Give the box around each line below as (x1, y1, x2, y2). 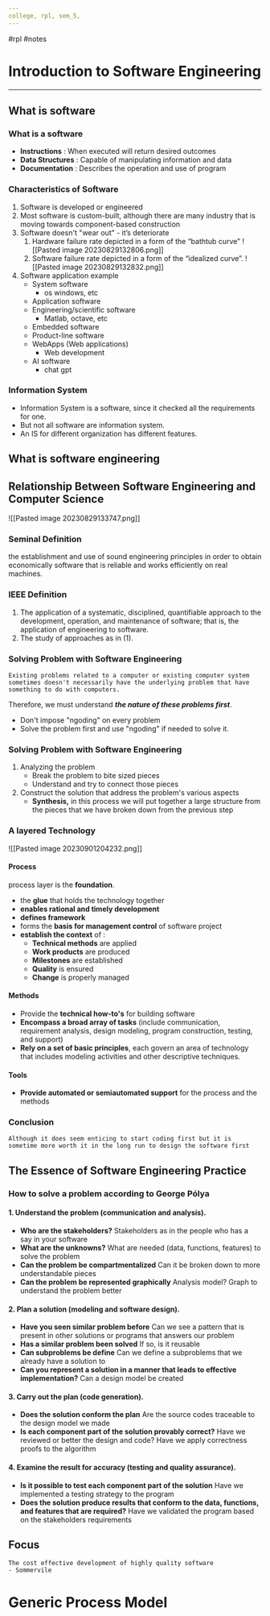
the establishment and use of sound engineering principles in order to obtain (8, 552, 262, 561)
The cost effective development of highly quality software (8, 1560, 215, 1568)
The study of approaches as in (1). (19, 633, 134, 643)
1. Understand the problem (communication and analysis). (8, 1208, 207, 1217)
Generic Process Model (8, 1593, 168, 1611)
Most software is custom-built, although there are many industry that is (19, 210, 256, 220)
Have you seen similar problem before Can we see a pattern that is (19, 1322, 245, 1332)
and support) (19, 1034, 63, 1044)
